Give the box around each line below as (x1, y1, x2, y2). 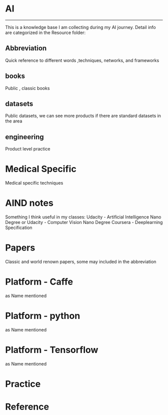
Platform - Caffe (5, 276, 73, 287)
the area (5, 118, 22, 124)
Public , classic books (5, 85, 50, 91)
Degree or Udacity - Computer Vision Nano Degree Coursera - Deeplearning (5, 219, 163, 225)
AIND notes (5, 197, 53, 209)
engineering (5, 132, 44, 141)
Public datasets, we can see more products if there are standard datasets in (5, 113, 161, 119)
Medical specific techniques (5, 180, 63, 186)
